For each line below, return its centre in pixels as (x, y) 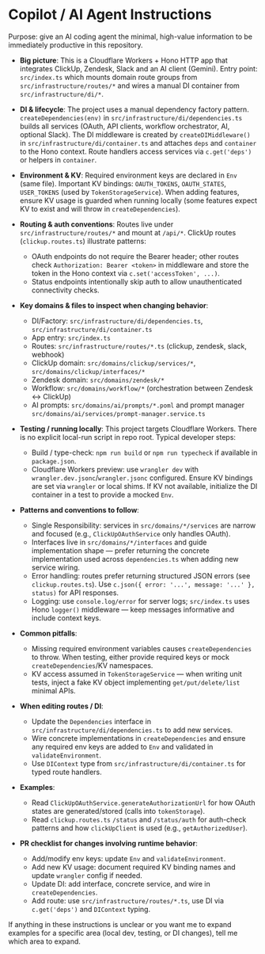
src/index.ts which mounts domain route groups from (108, 77)
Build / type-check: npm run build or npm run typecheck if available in (144, 452)
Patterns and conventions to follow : (79, 509)
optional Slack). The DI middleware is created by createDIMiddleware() (135, 134)
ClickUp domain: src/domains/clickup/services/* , (114, 363)
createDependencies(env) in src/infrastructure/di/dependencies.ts (131, 117)
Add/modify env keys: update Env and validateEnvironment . (129, 858)
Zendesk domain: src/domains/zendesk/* (98, 380)
